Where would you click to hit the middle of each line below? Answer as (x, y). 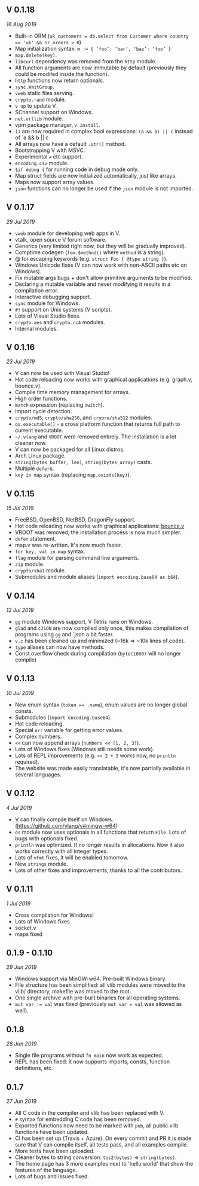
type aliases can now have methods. (60, 647)
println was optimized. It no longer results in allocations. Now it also (99, 844)
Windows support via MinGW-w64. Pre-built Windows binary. (91, 979)
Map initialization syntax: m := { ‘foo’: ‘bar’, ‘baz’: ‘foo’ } (93, 48)
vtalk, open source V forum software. (61, 239)
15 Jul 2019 (20, 508)
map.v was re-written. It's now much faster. (68, 545)
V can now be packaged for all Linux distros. (70, 449)
